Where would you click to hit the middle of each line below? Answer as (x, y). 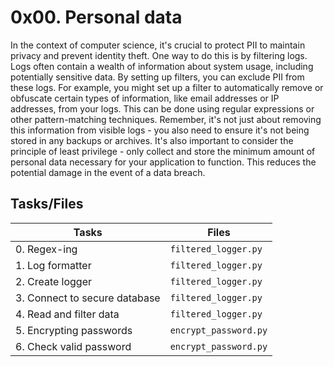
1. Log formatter (53, 265)
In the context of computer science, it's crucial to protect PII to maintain (158, 45)
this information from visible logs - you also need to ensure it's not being (160, 130)
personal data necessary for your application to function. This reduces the (163, 162)
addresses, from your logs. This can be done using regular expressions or (162, 108)
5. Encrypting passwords (74, 330)
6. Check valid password (73, 346)
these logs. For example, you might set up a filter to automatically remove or (167, 87)
